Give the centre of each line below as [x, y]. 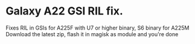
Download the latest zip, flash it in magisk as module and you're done [92, 34]
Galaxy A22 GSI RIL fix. [64, 11]
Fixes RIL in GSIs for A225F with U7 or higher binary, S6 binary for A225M [97, 28]
